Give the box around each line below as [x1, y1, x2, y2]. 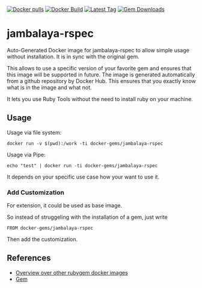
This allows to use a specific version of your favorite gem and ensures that [7, 64, 192, 72]
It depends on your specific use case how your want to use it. [7, 173, 160, 180]
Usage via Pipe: [7, 151, 46, 158]
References [7, 253, 51, 263]
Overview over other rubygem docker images [15, 269, 128, 276]
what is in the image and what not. [7, 84, 92, 91]
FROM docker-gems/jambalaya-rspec [7, 225, 94, 231]
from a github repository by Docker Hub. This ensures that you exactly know [7, 77, 196, 84]
